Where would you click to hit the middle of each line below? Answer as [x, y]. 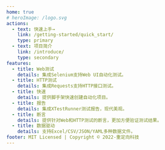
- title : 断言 [29, 114]
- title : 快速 [29, 92]
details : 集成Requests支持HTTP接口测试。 [67, 86]
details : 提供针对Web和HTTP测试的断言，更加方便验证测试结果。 [90, 120]
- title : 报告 [29, 103]
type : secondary [38, 58]
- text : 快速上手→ [33, 29]
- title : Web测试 [33, 69]
